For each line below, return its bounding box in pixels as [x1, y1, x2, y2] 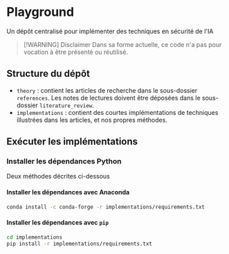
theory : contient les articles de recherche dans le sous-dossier [16, 86, 198, 94]
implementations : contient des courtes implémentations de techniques [16, 108, 219, 116]
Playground [6, 4, 74, 20]
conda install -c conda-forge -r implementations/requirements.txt [6, 203, 205, 210]
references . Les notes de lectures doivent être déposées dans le [16, 93, 201, 102]
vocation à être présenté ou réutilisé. [23, 48, 129, 56]
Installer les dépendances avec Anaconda [6, 188, 130, 197]
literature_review [39, 102, 93, 109]
